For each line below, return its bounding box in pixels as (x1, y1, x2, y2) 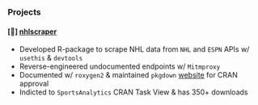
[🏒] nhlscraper (7, 27, 57, 36)
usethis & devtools (19, 53, 83, 63)
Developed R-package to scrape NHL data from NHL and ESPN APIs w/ (19, 44, 250, 54)
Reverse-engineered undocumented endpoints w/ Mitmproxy (19, 61, 221, 71)
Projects (7, 6, 41, 18)
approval (19, 79, 49, 89)
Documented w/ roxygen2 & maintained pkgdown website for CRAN (19, 70, 238, 80)
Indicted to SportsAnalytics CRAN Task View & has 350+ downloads (19, 87, 248, 97)
